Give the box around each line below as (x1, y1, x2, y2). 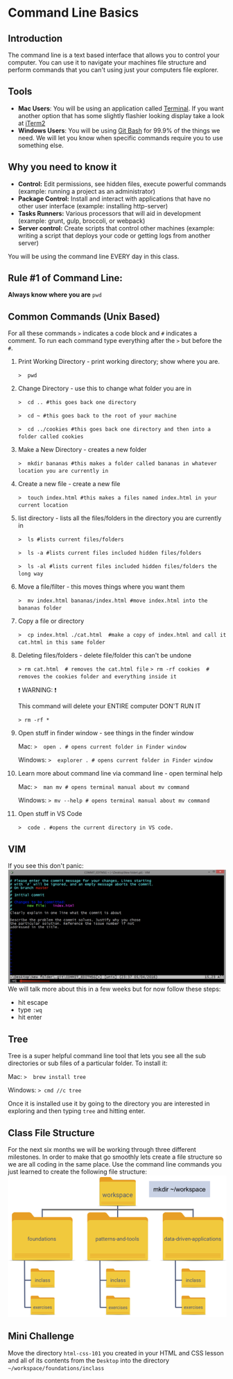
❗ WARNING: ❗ (17, 686, 57, 694)
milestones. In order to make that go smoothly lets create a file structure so (8, 1153, 223, 1161)
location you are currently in (17, 467, 109, 475)
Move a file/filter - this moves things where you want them (17, 583, 185, 591)
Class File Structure (8, 1127, 95, 1139)
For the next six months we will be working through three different (8, 1145, 196, 1153)
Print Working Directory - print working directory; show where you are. (17, 358, 221, 366)
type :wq (17, 1005, 42, 1014)
